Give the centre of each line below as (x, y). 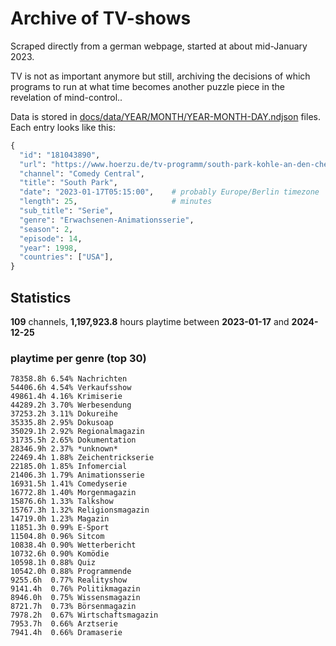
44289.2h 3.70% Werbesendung (71, 405)
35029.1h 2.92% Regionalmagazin (77, 432)
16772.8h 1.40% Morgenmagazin (73, 493)
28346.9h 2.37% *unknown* (64, 449)
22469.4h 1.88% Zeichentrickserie (82, 458)
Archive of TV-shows (101, 18)
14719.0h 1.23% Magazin (60, 519)
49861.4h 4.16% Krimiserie (66, 397)
